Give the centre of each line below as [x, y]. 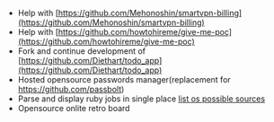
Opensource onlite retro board [74, 108]
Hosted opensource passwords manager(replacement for [124, 79]
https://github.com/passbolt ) [71, 89]
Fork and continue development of [82, 51]
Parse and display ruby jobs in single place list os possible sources [141, 99]
